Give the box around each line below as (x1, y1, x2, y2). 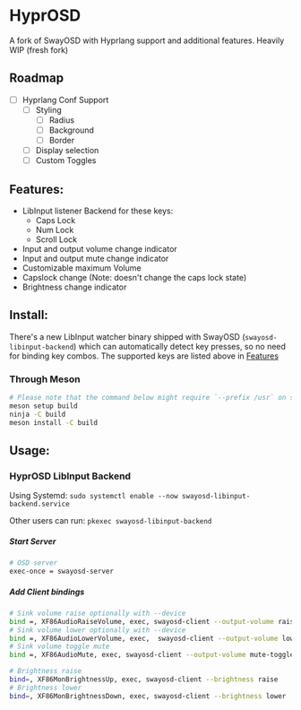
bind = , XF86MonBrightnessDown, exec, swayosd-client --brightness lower (9, 691, 287, 700)
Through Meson (9, 373, 81, 385)
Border (48, 135, 74, 145)
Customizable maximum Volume (21, 263, 142, 273)
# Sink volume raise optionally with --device (9, 609, 186, 618)
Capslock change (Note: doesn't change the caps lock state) (21, 273, 247, 282)
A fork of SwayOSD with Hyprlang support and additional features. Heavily (9, 35, 285, 46)
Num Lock (35, 225, 74, 235)
